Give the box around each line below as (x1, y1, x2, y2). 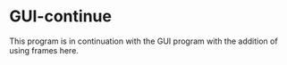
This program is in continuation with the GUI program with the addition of (9, 36, 279, 46)
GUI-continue (9, 6, 112, 27)
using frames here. (9, 45, 79, 55)
